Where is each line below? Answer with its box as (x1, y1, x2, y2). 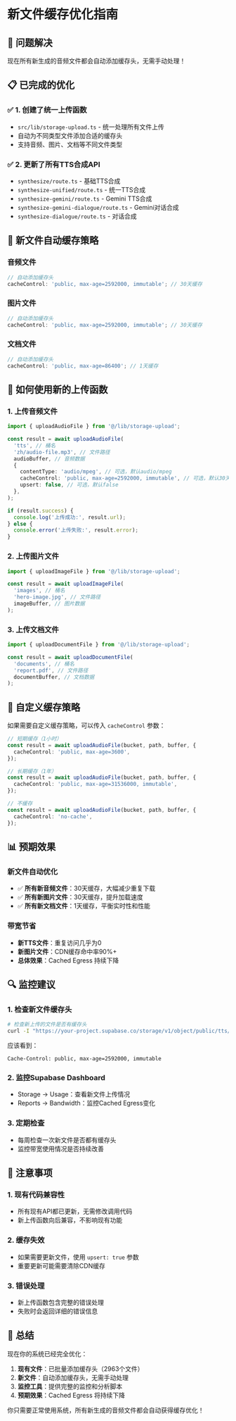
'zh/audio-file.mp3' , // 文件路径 (13, 449, 110, 456)
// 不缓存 (7, 800, 33, 807)
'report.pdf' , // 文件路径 (13, 667, 88, 674)
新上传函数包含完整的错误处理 (17, 1298, 104, 1306)
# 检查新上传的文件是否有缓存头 (7, 1021, 87, 1028)
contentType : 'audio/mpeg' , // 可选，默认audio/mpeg (20, 468, 172, 475)
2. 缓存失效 (7, 1235, 45, 1245)
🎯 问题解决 (7, 37, 53, 49)
